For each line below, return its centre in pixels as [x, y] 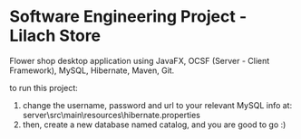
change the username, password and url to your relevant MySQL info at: [157, 105]
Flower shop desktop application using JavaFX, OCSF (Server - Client [140, 60]
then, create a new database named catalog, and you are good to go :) [154, 125]
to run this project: [44, 88]
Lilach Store [55, 36]
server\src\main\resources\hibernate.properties [112, 115]
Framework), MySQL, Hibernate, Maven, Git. [92, 70]
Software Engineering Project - [128, 17]
